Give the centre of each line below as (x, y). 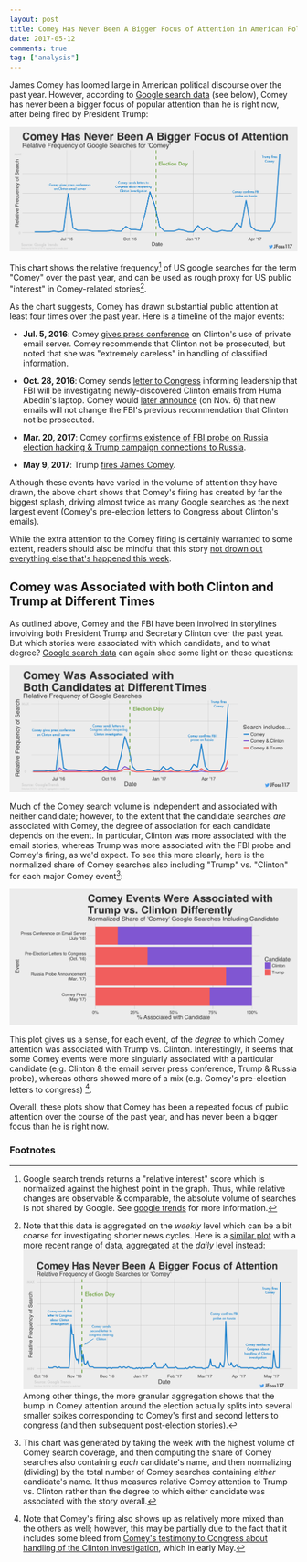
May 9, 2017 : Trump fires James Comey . (99, 464)
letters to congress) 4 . (51, 1089)
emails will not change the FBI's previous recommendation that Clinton (155, 409)
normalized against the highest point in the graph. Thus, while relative (154, 1188)
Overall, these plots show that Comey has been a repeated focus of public (149, 1107)
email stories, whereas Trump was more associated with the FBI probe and (150, 845)
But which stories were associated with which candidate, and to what (140, 643)
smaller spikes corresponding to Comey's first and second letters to (150, 1415)
